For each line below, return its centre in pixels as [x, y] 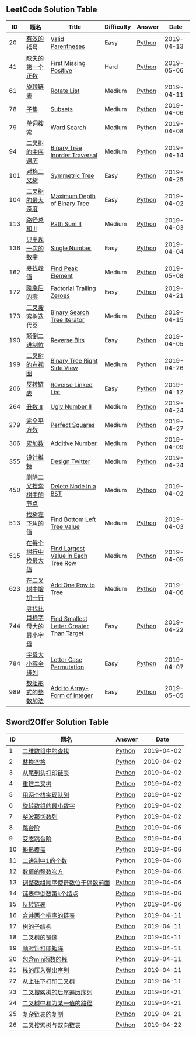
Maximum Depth [73, 196]
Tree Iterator [67, 319]
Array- [79, 688]
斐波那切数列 [40, 816]
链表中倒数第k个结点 [50, 893]
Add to [60, 688]
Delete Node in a [73, 486]
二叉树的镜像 [40, 937]
